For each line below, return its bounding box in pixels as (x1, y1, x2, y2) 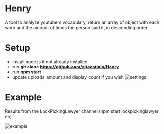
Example (5, 92, 42, 103)
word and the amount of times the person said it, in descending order (5, 24, 148, 30)
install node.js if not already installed (12, 58, 88, 65)
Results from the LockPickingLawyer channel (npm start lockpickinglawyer (5, 108, 159, 114)
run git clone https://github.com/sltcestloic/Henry (12, 64, 119, 69)
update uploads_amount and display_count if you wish (12, 74, 124, 80)
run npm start (12, 69, 41, 75)
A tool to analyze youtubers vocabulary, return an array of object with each (5, 19, 160, 25)
